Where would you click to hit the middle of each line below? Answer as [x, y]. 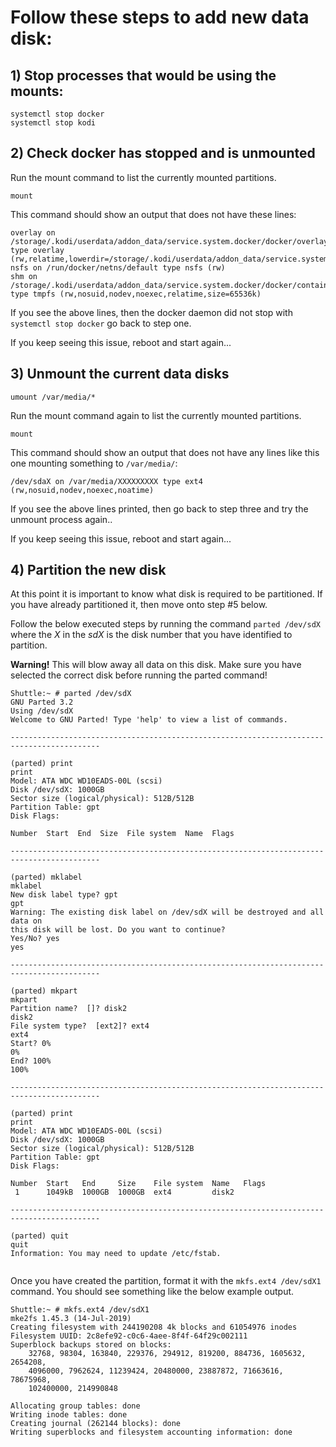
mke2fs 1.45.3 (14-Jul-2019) [71, 1319]
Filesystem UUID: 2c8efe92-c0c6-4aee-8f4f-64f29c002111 [129, 1336]
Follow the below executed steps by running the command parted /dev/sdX [165, 624]
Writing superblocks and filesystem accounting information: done [151, 1432]
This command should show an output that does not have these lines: [153, 214]
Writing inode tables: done [69, 1415]
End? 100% [31, 1061]
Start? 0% [31, 1044]
